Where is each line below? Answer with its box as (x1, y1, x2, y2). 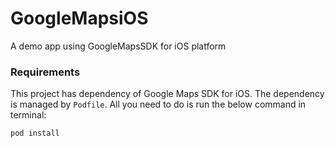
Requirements (10, 65, 81, 79)
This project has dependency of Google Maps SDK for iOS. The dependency (10, 88, 325, 100)
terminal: (10, 109, 47, 121)
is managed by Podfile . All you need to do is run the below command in (10, 98, 307, 111)
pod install (10, 128, 60, 139)
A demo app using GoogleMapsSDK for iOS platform (10, 40, 227, 52)
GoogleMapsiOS (10, 7, 149, 30)
